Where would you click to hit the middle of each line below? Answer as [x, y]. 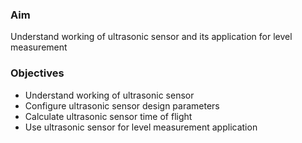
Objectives [37, 73]
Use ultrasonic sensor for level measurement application [141, 127]
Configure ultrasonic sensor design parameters [122, 105]
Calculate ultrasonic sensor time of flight [108, 116]
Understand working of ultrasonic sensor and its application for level [151, 37]
